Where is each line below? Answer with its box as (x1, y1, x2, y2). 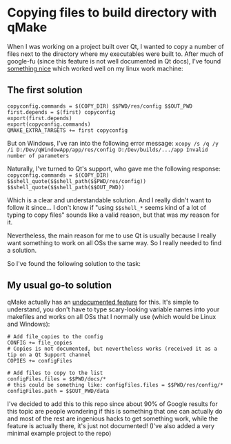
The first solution (7, 84, 83, 96)
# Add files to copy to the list (7, 369, 103, 376)
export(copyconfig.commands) (7, 121, 91, 128)
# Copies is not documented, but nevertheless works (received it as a (7, 345, 217, 352)
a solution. (7, 246, 37, 254)
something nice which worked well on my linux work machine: (7, 64, 183, 73)
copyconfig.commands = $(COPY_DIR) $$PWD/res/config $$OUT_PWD (7, 102, 193, 110)
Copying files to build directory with (7, 5, 217, 21)
